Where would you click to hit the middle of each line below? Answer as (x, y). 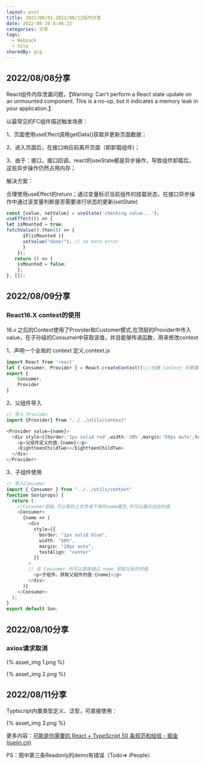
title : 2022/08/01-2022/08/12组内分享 (54, 18)
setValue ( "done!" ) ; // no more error (70, 241)
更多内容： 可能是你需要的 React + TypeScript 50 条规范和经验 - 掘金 (92, 736)
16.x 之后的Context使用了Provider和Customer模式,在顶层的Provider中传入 (99, 330)
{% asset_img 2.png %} (36, 674)
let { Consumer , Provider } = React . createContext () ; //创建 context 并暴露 (103, 368)
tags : (13, 35)
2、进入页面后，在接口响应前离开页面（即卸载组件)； (73, 147)
